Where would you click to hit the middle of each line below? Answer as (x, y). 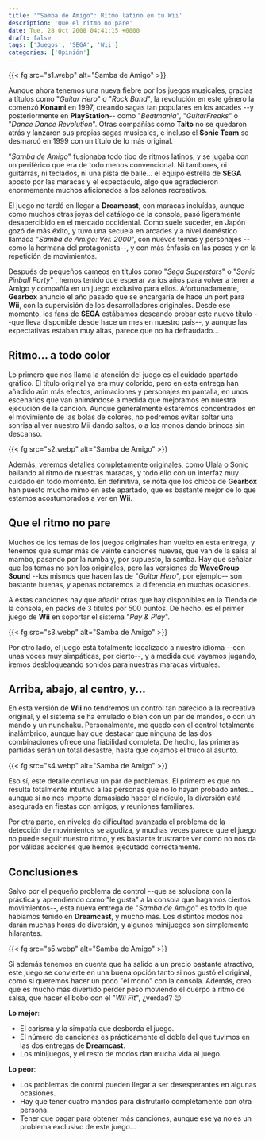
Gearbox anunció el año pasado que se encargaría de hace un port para (127, 297)
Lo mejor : (24, 1014)
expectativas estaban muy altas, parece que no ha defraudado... (114, 331)
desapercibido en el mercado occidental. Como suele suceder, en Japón (127, 222)
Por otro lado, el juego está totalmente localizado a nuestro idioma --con (127, 647)
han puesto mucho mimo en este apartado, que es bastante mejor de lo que (132, 490)
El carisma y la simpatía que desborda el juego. (97, 1029)
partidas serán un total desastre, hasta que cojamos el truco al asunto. (123, 750)
